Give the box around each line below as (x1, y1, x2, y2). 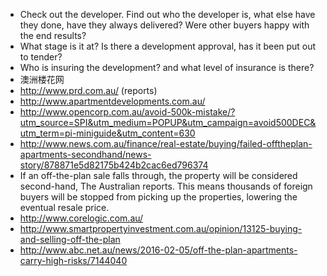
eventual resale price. (19, 202, 110, 213)
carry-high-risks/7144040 (19, 255, 128, 266)
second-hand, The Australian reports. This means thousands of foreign (19, 180, 313, 192)
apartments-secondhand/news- (19, 149, 152, 160)
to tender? (19, 51, 63, 63)
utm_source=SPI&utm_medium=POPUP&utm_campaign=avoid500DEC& (19, 117, 317, 128)
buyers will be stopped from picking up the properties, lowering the (19, 191, 298, 203)
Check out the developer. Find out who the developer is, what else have (19, 9, 316, 20)
